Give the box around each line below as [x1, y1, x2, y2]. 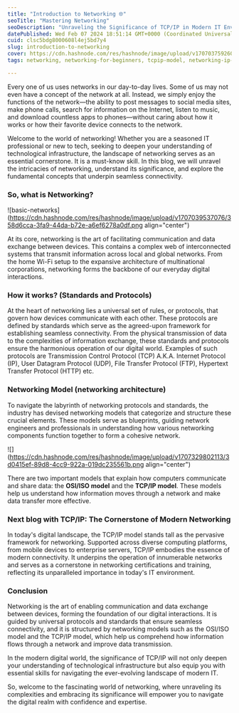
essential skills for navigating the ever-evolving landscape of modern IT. [7, 669, 219, 677]
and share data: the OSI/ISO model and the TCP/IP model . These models [7, 481, 222, 490]
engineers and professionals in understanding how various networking [7, 423, 215, 432]
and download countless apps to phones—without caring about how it [7, 112, 213, 121]
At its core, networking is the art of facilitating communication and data [7, 235, 216, 243]
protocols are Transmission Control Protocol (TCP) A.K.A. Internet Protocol [7, 352, 226, 360]
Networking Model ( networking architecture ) [7, 385, 166, 395]
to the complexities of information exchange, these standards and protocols [7, 337, 230, 345]
